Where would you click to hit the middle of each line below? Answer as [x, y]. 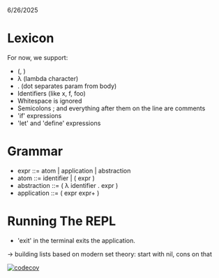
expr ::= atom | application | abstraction [74, 170]
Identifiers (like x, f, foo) [51, 93]
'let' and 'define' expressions [59, 123]
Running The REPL [62, 221]
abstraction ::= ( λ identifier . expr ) [68, 185]
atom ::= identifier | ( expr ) [56, 178]
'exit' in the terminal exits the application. [76, 240]
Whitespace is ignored [50, 101]
